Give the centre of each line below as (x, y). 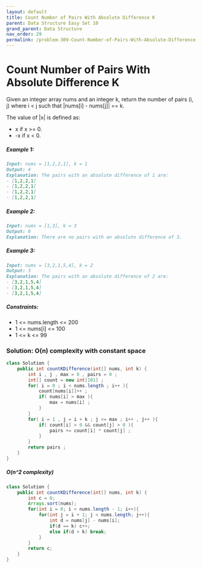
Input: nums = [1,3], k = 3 (42, 226)
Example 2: (21, 211)
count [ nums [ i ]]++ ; (63, 391)
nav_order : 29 (24, 34)
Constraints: (22, 307)
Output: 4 (19, 170)
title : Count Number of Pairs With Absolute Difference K (81, 18)
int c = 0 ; (42, 498)
